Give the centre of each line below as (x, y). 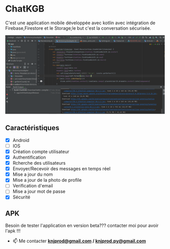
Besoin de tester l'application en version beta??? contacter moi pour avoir (82, 226)
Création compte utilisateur (41, 152)
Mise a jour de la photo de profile (47, 180)
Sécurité (21, 197)
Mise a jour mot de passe (39, 191)
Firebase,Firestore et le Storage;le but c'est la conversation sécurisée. (78, 28)
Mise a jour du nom (33, 174)
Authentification (29, 157)
